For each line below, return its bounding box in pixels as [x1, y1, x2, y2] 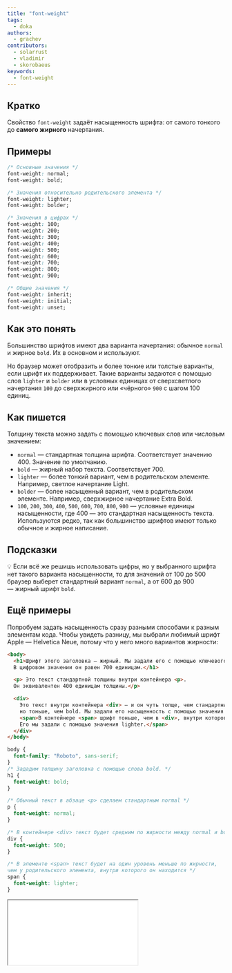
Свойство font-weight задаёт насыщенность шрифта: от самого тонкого [7, 118, 221, 126]
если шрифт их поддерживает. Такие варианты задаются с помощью [7, 369, 212, 378]
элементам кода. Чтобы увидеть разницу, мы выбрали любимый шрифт [7, 630, 220, 639]
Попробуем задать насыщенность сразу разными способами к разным [7, 623, 220, 631]
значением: [7, 437, 41, 445]
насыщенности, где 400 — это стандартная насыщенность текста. [17, 509, 215, 518]
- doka [13, 23, 32, 30]
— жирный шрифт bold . [7, 584, 76, 593]
